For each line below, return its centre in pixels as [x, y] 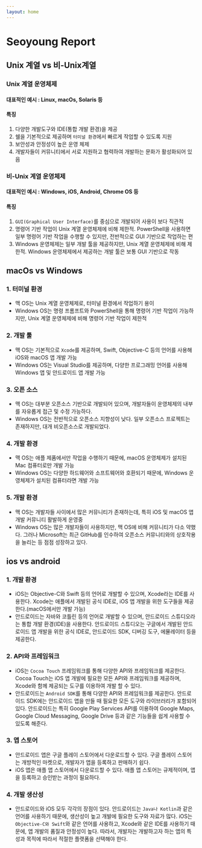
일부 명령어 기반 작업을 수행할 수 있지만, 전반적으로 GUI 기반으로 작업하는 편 [104, 236]
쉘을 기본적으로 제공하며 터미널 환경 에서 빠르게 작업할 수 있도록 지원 [93, 136]
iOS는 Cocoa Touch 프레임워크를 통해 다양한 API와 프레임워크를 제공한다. [100, 671]
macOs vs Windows [44, 271]
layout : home [23, 12]
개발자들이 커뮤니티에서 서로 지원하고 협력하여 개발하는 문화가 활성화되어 [100, 151]
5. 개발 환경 [22, 498]
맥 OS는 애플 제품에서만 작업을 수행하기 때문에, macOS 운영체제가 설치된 [101, 458]
